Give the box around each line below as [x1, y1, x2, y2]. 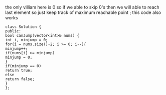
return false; [5, 77, 35, 82]
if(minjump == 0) [5, 64, 42, 69]
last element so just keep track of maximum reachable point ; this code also [5, 9, 161, 15]
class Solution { [5, 24, 42, 29]
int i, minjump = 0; [5, 37, 49, 42]
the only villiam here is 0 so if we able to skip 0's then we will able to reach [5, 4, 159, 10]
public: [5, 29, 22, 34]
